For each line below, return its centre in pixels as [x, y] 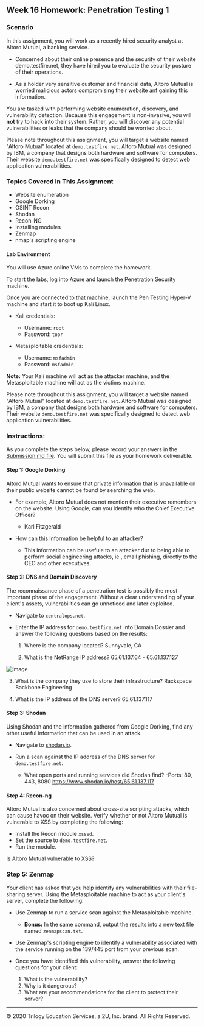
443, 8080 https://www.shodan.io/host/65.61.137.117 [89, 782]
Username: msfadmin [49, 358]
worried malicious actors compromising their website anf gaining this [101, 90]
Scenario [20, 27]
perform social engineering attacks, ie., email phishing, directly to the [111, 557]
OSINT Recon [32, 207]
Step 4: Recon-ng [29, 796]
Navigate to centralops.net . [50, 615]
